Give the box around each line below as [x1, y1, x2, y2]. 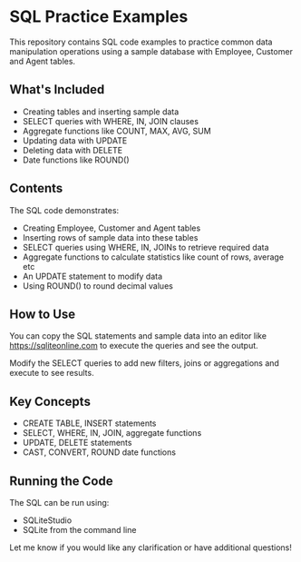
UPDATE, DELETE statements [22, 438, 132, 449]
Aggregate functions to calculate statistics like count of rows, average [22, 251, 284, 262]
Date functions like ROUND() [22, 154, 130, 165]
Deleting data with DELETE [22, 144, 123, 155]
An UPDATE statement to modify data [22, 271, 163, 281]
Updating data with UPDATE [22, 134, 128, 146]
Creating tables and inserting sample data [22, 106, 180, 117]
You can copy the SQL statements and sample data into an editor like [9, 330, 267, 341]
